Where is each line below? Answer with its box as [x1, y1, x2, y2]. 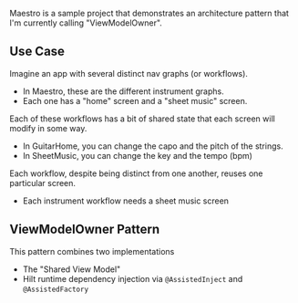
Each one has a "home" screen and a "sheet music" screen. [22, 95, 248, 106]
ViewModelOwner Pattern [9, 222, 160, 237]
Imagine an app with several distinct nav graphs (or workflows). [9, 68, 249, 78]
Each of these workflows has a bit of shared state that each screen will [9, 113, 275, 124]
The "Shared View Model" [22, 264, 121, 275]
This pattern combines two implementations [9, 246, 175, 256]
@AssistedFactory [22, 285, 89, 294]
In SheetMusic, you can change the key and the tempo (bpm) [22, 150, 253, 161]
